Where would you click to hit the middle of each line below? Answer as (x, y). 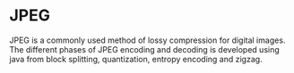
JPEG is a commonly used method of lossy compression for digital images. (147, 40)
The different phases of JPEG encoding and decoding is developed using (144, 49)
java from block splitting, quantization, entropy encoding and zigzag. (136, 59)
